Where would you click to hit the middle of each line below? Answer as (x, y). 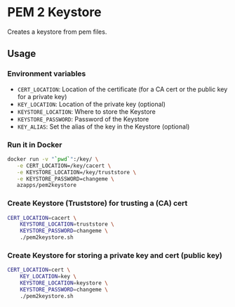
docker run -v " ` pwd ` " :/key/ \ (53, 159)
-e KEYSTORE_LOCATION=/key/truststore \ (76, 172)
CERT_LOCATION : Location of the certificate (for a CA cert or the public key (122, 89)
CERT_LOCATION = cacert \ (42, 218)
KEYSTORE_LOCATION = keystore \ (64, 283)
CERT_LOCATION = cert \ (39, 270)
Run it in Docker (35, 145)
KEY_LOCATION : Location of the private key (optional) (92, 104)
